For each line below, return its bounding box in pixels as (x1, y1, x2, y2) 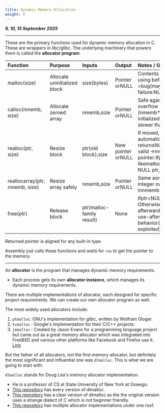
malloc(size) (7, 79, 36, 86)
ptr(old (82, 145, 98, 151)
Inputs (82, 62, 98, 69)
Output (115, 62, 132, 69)
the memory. (5, 253, 31, 259)
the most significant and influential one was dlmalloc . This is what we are (5, 357, 154, 363)
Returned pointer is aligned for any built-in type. (5, 238, 102, 244)
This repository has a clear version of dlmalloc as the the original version (12, 392, 160, 398)
